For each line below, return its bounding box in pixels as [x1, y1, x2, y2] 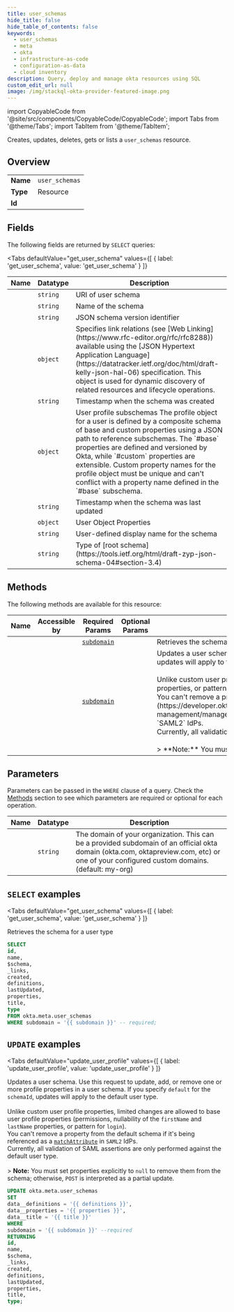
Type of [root [75, 540, 119, 550]
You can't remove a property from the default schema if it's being [7, 1130, 195, 1138]
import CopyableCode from [7, 107, 86, 116]
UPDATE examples [7, 1038, 81, 1050]
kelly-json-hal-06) [75, 367, 140, 377]
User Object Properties [75, 517, 151, 527]
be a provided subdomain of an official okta [75, 838, 218, 848]
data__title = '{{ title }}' [7, 1214, 92, 1221]
